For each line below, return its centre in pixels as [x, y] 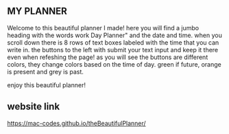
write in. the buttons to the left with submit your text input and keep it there [113, 49]
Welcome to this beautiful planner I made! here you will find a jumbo [103, 27]
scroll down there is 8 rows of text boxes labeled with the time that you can [113, 42]
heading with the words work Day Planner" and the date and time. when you [115, 35]
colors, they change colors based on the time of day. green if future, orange [114, 64]
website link [34, 107]
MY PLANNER [37, 11]
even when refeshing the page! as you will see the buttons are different [108, 57]
